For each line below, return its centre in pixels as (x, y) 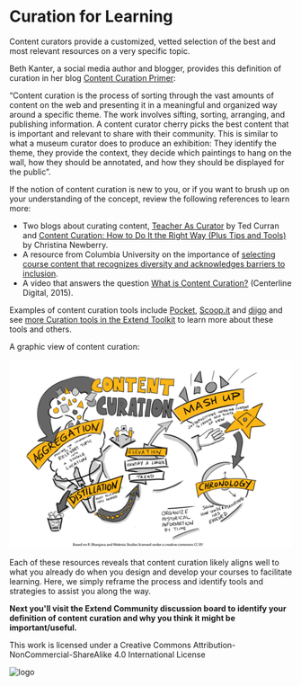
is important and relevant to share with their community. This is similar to (144, 133)
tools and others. (40, 329)
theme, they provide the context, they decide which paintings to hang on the (150, 152)
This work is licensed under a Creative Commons (100, 645)
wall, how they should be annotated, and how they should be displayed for (147, 162)
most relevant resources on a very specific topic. (100, 50)
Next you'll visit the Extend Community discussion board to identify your (148, 608)
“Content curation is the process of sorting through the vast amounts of (142, 95)
